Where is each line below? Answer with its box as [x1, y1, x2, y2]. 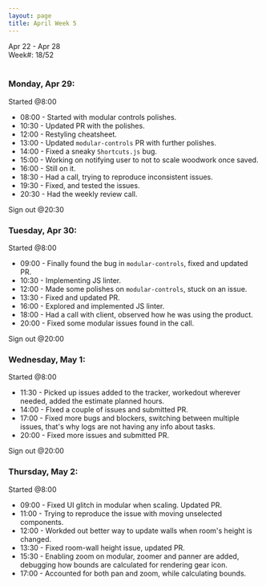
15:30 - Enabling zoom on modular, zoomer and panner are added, [19, 551, 240, 561]
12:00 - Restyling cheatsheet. [19, 129, 118, 139]
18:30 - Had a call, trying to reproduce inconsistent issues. [19, 172, 214, 182]
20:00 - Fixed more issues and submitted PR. [19, 431, 170, 441]
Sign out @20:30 [8, 204, 64, 214]
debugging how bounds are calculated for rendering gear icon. [19, 559, 228, 569]
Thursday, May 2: [8, 466, 79, 477]
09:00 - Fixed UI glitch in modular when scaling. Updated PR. [19, 500, 223, 510]
